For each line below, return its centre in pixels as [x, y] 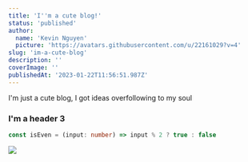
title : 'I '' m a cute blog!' [55, 16]
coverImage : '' [34, 68]
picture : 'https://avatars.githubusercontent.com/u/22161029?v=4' [128, 45]
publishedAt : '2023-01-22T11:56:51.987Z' [78, 75]
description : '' [35, 61]
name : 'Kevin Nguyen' [52, 38]
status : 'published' [43, 23]
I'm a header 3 [37, 118]
